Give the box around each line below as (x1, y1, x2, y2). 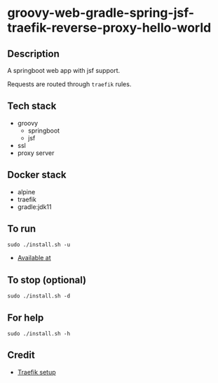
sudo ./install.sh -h (7, 330, 71, 337)
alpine (17, 187, 36, 196)
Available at (17, 254, 51, 262)
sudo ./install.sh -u (7, 241, 71, 248)
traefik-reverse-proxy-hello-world (7, 20, 212, 36)
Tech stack (7, 100, 57, 112)
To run (7, 223, 36, 235)
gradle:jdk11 (17, 202, 52, 211)
